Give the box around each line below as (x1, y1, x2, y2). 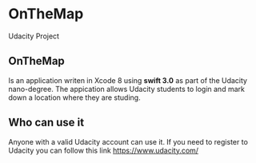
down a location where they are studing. (8, 93, 142, 102)
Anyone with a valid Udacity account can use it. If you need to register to (8, 137, 248, 146)
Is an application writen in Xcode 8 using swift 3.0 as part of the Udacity (8, 75, 248, 85)
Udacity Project (8, 31, 60, 41)
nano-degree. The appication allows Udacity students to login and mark (8, 84, 246, 93)
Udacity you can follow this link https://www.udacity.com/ (8, 145, 198, 155)
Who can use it (8, 116, 85, 129)
